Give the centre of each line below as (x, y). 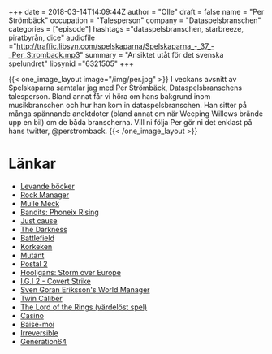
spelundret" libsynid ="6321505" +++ (71, 63)
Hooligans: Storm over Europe (71, 272)
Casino (32, 315)
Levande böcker (47, 186)
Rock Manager (45, 195)
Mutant (32, 255)
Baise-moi (37, 324)
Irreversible (39, 333)
